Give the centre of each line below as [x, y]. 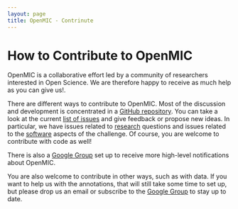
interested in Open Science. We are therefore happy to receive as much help [119, 83]
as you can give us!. [37, 90]
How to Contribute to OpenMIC [100, 56]
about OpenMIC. [32, 163]
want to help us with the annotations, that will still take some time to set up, [117, 184]
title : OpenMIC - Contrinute [50, 21]
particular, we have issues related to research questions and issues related [117, 126]
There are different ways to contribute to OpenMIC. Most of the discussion [117, 104]
